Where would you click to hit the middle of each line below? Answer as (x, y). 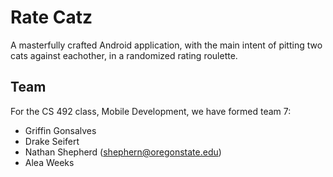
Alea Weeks (49, 162)
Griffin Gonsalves (60, 130)
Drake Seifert (52, 141)
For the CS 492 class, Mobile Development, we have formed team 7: (151, 111)
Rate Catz (51, 17)
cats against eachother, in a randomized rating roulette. (124, 55)
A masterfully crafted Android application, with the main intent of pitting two (166, 45)
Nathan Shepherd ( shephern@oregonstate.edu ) (123, 152)
